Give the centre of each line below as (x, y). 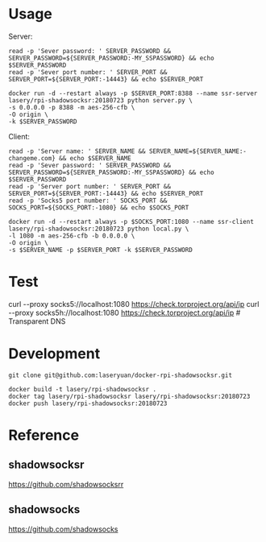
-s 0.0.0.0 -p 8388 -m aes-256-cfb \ (72, 107)
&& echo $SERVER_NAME (95, 158)
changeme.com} (32, 158)
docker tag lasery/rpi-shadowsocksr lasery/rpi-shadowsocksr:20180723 (129, 396)
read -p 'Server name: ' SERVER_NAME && (77, 151)
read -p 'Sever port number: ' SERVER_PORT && (88, 72)
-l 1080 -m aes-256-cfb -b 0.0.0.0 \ (72, 236)
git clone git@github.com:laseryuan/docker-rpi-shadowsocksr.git (120, 375)
